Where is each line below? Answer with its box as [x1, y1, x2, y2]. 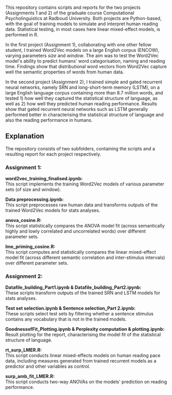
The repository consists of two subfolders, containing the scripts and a [5, 145, 156, 152]
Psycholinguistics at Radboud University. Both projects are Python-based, [5, 15, 162, 21]
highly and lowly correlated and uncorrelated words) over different [5, 228, 146, 234]
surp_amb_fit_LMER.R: [5, 373, 55, 380]
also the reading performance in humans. [5, 117, 93, 123]
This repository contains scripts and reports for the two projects [5, 5, 141, 10]
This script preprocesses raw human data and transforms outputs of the [5, 202, 158, 208]
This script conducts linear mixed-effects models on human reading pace [5, 352, 161, 359]
